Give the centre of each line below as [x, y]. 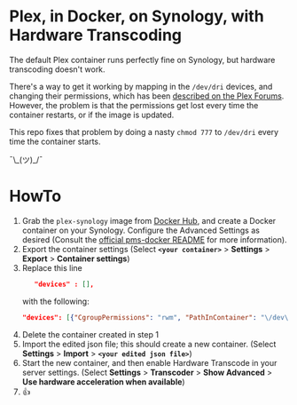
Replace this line [52, 267]
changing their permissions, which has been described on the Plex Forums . [147, 96]
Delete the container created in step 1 [90, 334]
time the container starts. [55, 141]
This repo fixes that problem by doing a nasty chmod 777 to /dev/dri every [144, 131]
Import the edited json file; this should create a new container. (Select [149, 344]
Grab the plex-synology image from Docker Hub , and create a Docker [149, 220]
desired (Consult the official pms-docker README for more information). [154, 239]
